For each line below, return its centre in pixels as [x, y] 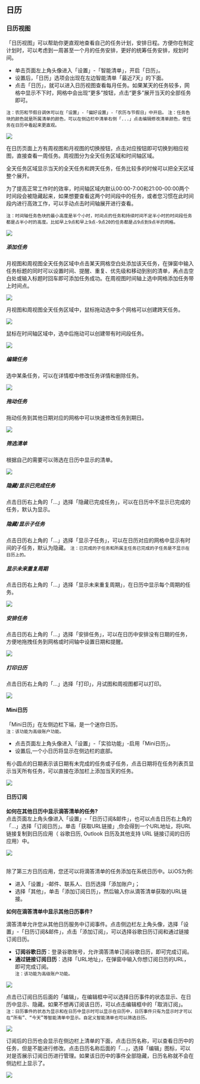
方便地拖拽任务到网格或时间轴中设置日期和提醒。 [66, 642]
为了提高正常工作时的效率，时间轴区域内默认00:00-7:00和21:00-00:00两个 [98, 188]
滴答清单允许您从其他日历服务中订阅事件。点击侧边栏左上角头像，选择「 [95, 924]
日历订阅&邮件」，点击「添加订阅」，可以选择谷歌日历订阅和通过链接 [107, 931]
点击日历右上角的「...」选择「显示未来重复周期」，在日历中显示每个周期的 [96, 585]
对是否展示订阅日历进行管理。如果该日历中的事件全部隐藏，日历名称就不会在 [100, 1055]
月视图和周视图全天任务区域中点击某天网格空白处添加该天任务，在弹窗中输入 [100, 263]
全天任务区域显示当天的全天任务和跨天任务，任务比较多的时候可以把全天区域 [100, 168]
